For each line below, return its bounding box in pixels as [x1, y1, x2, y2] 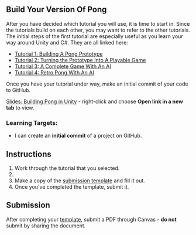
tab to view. [6, 104, 35, 111]
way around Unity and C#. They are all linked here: [6, 39, 129, 46]
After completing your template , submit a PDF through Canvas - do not [6, 216, 177, 223]
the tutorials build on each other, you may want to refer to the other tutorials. [6, 26, 190, 33]
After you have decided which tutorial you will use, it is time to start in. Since [6, 20, 190, 27]
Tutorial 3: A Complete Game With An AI [14, 63, 111, 70]
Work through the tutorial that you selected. [14, 164, 120, 172]
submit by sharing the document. [6, 222, 86, 229]
